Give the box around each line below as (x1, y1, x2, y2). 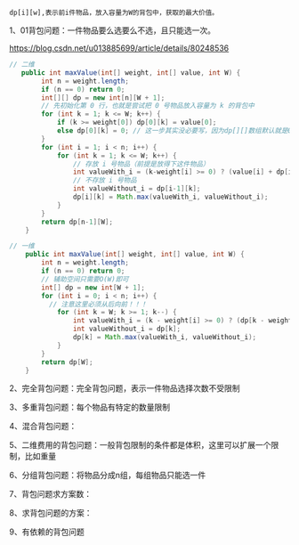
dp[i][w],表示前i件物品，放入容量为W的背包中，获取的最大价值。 (9, 8, 220, 17)
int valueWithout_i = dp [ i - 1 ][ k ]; (72, 184, 201, 193)
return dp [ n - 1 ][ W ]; (41, 217, 114, 226)
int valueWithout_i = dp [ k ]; (72, 324, 181, 334)
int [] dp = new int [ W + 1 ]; (41, 283, 145, 292)
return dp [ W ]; (41, 357, 93, 367)
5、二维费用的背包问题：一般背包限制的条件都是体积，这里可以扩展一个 (9, 440, 271, 451)
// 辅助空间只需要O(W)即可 (41, 274, 129, 283)
